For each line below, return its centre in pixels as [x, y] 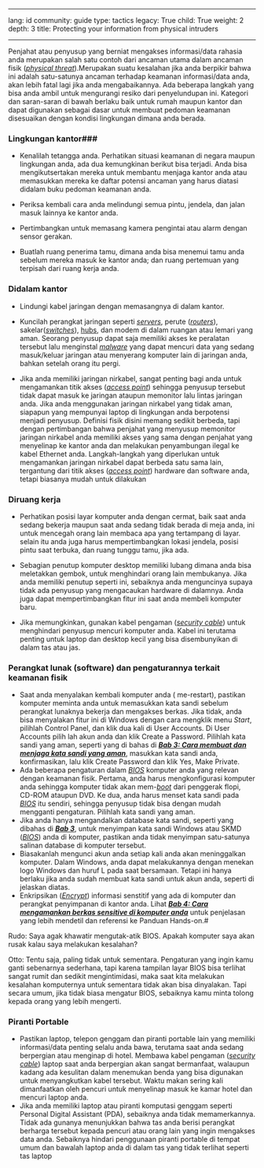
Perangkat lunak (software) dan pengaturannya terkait [114, 668]
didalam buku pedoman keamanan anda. [85, 189]
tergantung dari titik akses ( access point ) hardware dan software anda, [134, 470]
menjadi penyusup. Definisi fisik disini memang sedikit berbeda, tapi [130, 420]
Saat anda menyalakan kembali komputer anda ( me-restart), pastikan [132, 695]
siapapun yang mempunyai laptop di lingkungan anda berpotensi [125, 412]
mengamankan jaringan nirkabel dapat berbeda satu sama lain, [121, 462]
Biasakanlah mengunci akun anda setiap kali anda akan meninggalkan [132, 854]
